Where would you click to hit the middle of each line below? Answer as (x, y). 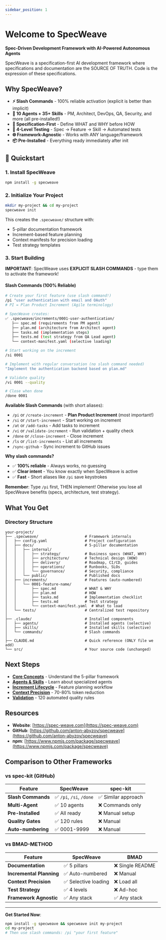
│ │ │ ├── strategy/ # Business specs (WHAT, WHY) (76, 554)
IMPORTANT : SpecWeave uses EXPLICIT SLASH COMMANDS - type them (82, 269)
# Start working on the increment (41, 351)
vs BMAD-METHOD (29, 844)
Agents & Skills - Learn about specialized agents (62, 682)
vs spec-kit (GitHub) (30, 776)
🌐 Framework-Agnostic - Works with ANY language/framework (77, 135)
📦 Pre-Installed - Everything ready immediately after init (70, 141)
